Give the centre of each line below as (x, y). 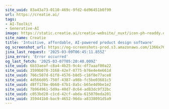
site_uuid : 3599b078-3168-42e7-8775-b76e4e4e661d (58, 71)
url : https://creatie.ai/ (32, 15)
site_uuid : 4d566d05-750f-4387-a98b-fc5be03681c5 (58, 80)
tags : (11, 19)
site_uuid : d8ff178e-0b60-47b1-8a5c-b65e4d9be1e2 (58, 84)
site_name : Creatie (26, 38)
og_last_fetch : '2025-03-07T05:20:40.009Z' (52, 61)
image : (12, 33)
